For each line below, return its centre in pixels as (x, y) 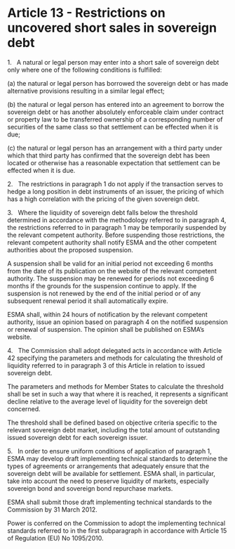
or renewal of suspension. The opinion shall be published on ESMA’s (106, 329)
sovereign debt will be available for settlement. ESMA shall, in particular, (112, 473)
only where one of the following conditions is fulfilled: (85, 70)
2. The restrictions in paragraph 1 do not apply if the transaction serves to (115, 183)
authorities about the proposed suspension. (70, 250)
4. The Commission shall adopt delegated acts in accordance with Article (115, 350)
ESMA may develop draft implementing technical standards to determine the (117, 458)
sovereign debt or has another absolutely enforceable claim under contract (116, 112)
